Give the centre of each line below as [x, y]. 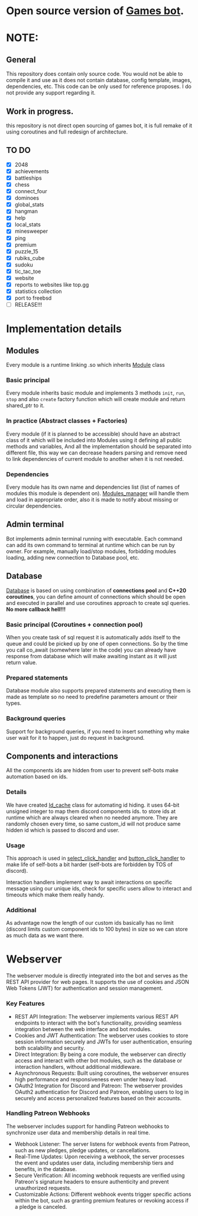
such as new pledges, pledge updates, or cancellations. [82, 1150]
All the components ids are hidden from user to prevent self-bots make [92, 770]
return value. [22, 662]
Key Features [26, 1004]
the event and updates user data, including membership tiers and [94, 1163]
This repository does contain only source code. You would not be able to [95, 74]
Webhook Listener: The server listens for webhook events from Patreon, [102, 1144]
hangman [26, 212]
